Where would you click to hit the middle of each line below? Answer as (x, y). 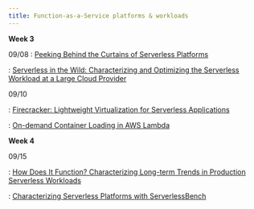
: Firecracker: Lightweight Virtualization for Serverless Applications (119, 109)
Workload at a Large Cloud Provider (68, 78)
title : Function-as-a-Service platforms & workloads (98, 16)
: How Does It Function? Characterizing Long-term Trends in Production (127, 172)
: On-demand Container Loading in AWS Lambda (89, 125)
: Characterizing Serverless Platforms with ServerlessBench (107, 196)
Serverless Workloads (45, 180)
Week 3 (21, 39)
